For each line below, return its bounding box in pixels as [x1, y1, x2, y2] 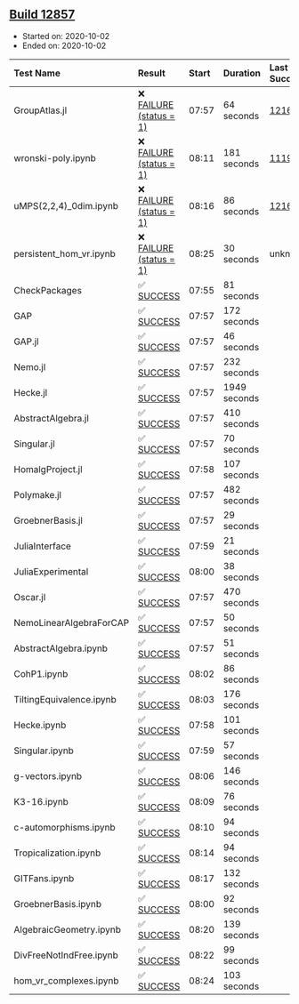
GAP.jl [13, 335, 39, 348]
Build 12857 [9, 7, 76, 22]
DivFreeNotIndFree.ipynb [13, 949, 118, 961]
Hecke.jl [13, 386, 48, 398]
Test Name [13, 67, 61, 79]
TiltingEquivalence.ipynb [13, 693, 117, 705]
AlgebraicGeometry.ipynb [13, 923, 122, 936]
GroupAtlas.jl [13, 104, 68, 116]
